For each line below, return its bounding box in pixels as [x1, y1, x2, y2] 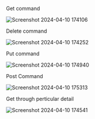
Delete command [6, 27, 47, 34]
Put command [6, 50, 40, 57]
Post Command [6, 73, 44, 79]
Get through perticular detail [6, 96, 74, 102]
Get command [6, 5, 40, 12]
